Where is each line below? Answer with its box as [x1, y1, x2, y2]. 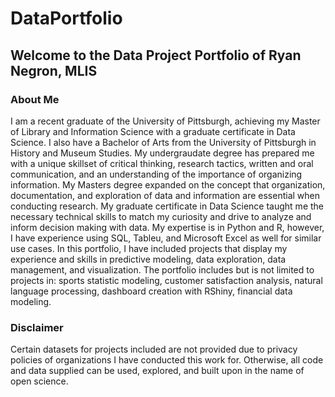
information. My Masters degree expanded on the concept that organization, [10, 178, 326, 191]
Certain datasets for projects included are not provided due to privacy [10, 343, 298, 356]
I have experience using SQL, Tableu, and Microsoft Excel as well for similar [10, 232, 322, 244]
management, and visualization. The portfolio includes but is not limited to [10, 263, 315, 276]
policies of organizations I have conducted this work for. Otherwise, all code [10, 354, 324, 366]
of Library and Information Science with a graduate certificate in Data [10, 125, 296, 137]
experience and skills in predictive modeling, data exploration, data [10, 253, 287, 265]
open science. [10, 375, 69, 387]
